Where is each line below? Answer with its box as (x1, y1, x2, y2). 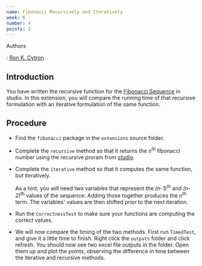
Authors (6, 42, 26, 50)
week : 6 (6, 15, 26, 21)
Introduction (6, 71, 54, 82)
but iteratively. (15, 171, 51, 179)
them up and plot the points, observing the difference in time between (15, 247, 190, 254)
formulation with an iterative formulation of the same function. (6, 101, 161, 108)
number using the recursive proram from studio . (15, 153, 135, 161)
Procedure (6, 118, 47, 128)
